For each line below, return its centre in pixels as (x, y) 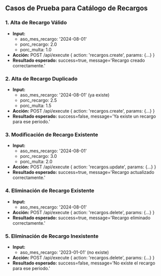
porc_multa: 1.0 (36, 49)
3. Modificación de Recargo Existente (52, 134)
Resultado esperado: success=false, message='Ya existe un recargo (84, 116)
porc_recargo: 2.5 (38, 100)
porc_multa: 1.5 (36, 106)
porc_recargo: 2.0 (38, 44)
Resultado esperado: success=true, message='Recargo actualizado (83, 172)
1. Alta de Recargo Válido (36, 23)
